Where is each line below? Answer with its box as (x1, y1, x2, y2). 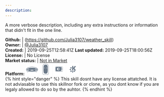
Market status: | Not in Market (5, 57, 68, 63)
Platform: (5, 71, 25, 76)
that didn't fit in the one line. (5, 27, 63, 33)
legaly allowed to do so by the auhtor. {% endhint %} (5, 86, 113, 92)
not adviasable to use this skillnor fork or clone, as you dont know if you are (5, 81, 159, 87)
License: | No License (5, 52, 50, 58)
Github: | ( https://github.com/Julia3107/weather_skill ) (5, 37, 114, 43)
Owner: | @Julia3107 (5, 42, 48, 48)
